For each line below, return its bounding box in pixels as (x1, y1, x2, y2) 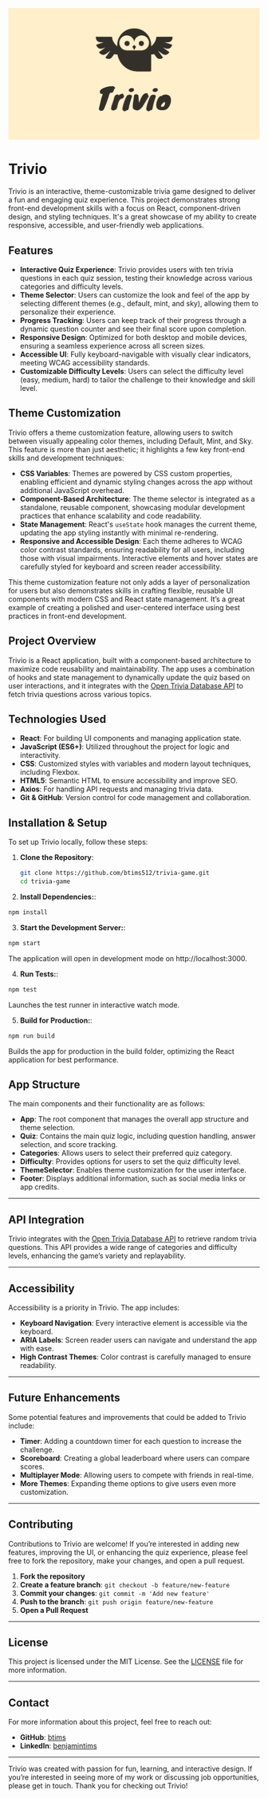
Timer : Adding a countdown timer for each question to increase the (19, 1436, 242, 1445)
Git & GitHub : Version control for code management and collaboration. (19, 793, 251, 802)
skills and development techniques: (8, 453, 124, 463)
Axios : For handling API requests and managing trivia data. (19, 784, 214, 794)
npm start (8, 939, 41, 947)
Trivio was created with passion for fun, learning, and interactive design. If (8, 1764, 253, 1774)
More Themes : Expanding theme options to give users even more (19, 1478, 237, 1488)
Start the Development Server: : (19, 922, 126, 933)
